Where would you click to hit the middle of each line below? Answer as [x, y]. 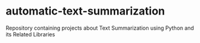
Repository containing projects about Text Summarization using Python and [100, 28]
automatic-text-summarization [85, 11]
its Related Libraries [30, 34]
